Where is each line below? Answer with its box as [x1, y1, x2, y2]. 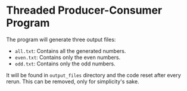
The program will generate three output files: [6, 36, 116, 43]
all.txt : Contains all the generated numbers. [14, 47, 126, 54]
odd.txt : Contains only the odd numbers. [14, 60, 116, 67]
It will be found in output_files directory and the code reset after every [6, 71, 181, 79]
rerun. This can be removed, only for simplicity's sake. [6, 78, 139, 85]
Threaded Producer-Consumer [6, 4, 163, 17]
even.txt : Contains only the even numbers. [14, 54, 121, 61]
